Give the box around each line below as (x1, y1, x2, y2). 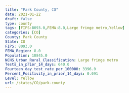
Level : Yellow (5, 76, 35, 81)
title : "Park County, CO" (5, 7, 58, 12)
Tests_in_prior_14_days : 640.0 (5, 62, 70, 67)
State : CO (5, 39, 26, 44)
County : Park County (5, 35, 48, 40)
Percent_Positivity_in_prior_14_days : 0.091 (5, 71, 98, 76)
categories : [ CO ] (5, 30, 41, 35)
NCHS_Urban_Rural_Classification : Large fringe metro (5, 58, 119, 62)
